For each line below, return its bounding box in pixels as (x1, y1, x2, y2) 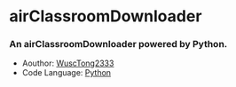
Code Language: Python (21, 67, 112, 78)
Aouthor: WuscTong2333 (21, 58, 114, 68)
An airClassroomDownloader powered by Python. (9, 38, 228, 51)
